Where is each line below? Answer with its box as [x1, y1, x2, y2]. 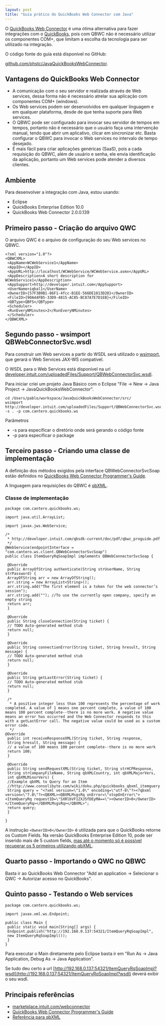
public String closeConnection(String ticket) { [7, 619, 110, 624]
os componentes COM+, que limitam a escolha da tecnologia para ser [5, 36, 147, 42]
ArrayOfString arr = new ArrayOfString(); [7, 575, 96, 580]
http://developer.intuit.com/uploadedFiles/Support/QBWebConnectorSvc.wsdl [5, 404, 165, 409]
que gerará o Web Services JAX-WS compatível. [5, 356, 104, 362]
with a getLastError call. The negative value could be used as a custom [5, 718, 161, 724]
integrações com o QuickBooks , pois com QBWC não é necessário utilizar [5, 31, 156, 37]
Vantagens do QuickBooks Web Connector [5, 75, 140, 83]
